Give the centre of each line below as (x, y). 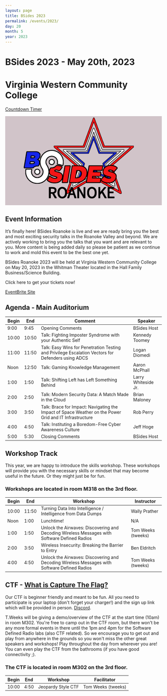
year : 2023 (16, 37)
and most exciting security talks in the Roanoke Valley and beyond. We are (82, 236)
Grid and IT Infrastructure (67, 417)
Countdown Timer (24, 109)
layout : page (19, 10)
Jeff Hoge (144, 427)
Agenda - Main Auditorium (47, 307)
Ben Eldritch (143, 548)
